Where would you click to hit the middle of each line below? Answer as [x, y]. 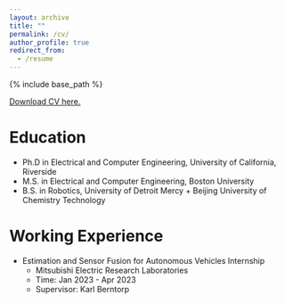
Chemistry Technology [64, 200]
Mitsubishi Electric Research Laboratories [112, 270]
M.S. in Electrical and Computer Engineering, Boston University [138, 181]
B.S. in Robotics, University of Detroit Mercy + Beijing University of [144, 190]
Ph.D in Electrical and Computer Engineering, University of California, [149, 162]
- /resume [35, 59]
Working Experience [86, 236]
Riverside [39, 171]
